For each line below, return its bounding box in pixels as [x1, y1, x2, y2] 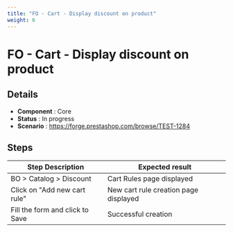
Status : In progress [17, 114, 75, 123]
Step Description [27, 162, 85, 172]
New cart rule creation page [107, 185, 199, 195]
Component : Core [17, 107, 71, 115]
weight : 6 [7, 17, 36, 24]
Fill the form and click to [10, 205, 89, 215]
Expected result [138, 162, 192, 172]
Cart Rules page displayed [107, 174, 193, 184]
